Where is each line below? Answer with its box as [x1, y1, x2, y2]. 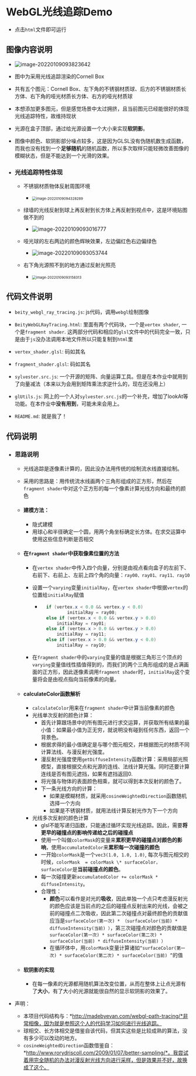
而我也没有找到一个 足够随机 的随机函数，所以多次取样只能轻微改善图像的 [14, 144, 189, 151]
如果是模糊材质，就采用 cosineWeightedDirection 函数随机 [49, 792, 187, 800]
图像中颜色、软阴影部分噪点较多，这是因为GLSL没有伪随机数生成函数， [14, 137, 187, 144]
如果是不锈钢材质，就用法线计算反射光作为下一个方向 [49, 807, 178, 814]
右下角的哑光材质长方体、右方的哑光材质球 [30, 92, 133, 100]
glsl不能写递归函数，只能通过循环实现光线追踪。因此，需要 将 [40, 822, 188, 829]
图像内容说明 [6, 45, 53, 55]
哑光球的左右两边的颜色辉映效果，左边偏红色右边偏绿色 [23, 238, 157, 245]
